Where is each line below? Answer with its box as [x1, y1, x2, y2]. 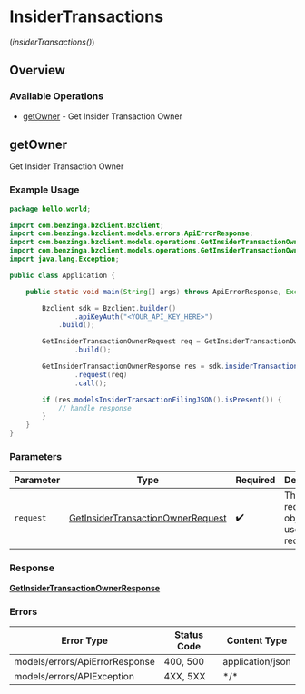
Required [235, 474, 276, 487]
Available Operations [9, 90, 104, 103]
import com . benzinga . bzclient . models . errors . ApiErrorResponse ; [9, 229, 254, 238]
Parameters [9, 451, 62, 463]
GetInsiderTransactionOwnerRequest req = [42, 337, 202, 346]
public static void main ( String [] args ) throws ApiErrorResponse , [25, 287, 282, 296]
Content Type [226, 634, 288, 647]
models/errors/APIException [14, 670, 134, 682]
